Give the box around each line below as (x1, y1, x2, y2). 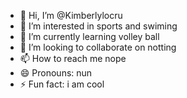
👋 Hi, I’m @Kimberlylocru (19, 10, 123, 21)
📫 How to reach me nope (19, 53, 127, 64)
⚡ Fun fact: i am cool (19, 78, 105, 90)
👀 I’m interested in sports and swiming (19, 20, 178, 32)
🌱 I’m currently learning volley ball (19, 31, 160, 42)
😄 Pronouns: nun (19, 67, 93, 79)
